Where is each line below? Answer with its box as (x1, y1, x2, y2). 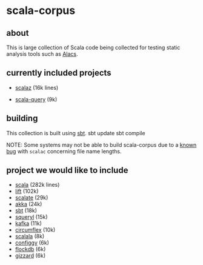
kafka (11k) (15, 220, 42, 227)
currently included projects (6, 68, 111, 78)
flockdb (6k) (15, 246, 46, 253)
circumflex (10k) (15, 226, 56, 233)
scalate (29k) (15, 194, 48, 201)
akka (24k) (15, 201, 42, 208)
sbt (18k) (15, 207, 38, 214)
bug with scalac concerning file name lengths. (6, 147, 122, 155)
